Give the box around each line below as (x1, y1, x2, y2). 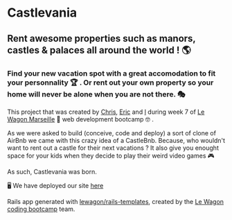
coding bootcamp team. (7, 205, 75, 213)
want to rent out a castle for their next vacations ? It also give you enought (7, 144, 220, 152)
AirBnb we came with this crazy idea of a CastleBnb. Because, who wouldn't (7, 136, 226, 144)
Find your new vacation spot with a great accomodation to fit (7, 68, 216, 78)
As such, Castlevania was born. (7, 167, 97, 176)
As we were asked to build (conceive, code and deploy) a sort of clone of (7, 128, 217, 137)
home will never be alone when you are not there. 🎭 (7, 89, 186, 99)
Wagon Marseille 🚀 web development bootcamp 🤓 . (7, 115, 154, 123)
